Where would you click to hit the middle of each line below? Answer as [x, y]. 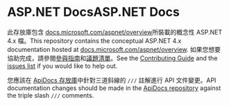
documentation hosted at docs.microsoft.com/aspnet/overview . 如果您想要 [114, 49]
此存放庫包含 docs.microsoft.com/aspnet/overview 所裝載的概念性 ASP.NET [115, 32]
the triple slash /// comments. [51, 95]
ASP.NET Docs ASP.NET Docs [94, 12]
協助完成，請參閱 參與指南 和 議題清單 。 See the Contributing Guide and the [112, 58]
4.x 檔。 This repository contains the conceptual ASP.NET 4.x [94, 41]
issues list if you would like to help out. [62, 66]
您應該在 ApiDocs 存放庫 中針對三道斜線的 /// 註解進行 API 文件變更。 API [112, 80]
